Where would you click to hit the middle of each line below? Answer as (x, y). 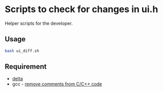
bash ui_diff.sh (22, 51)
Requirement (26, 67)
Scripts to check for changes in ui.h (81, 9)
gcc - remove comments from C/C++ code (57, 84)
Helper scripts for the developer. (39, 23)
